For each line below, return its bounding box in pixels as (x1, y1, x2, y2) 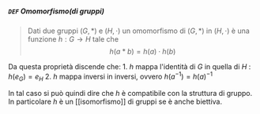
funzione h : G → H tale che (27, 34, 119, 43)
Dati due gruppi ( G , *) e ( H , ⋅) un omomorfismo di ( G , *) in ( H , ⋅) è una (27, 26, 251, 35)
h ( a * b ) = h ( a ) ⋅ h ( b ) (109, 46, 176, 56)
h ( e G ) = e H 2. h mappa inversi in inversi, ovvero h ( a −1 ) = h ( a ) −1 (8, 70, 213, 83)
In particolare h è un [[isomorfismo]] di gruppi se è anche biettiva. (8, 97, 223, 106)
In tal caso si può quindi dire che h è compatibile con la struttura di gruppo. (8, 89, 253, 98)
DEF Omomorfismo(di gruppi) (8, 6, 105, 16)
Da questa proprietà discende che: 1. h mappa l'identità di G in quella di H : (8, 61, 251, 71)
